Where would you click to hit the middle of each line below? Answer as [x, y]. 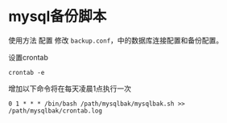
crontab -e [27, 72]
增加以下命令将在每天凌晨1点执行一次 [70, 88]
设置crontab [28, 57]
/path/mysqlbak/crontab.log [56, 111]
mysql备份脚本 [58, 16]
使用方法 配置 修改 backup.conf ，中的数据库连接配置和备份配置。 [116, 40]
